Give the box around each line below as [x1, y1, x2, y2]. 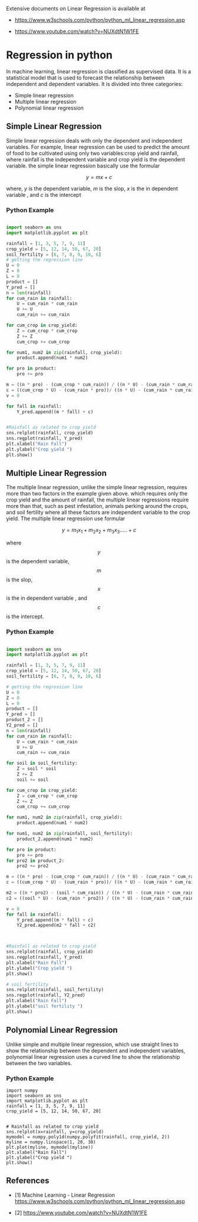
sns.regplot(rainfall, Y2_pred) [6, 992, 85, 998]
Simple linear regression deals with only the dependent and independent [6, 137, 183, 144]
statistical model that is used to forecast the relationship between [6, 74, 165, 81]
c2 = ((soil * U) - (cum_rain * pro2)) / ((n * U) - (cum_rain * [6, 895, 170, 901]
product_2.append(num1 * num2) [16, 836, 94, 842]
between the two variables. [6, 1059, 72, 1066]
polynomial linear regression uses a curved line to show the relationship [6, 1053, 180, 1060]
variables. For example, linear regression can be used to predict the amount [6, 143, 190, 150]
